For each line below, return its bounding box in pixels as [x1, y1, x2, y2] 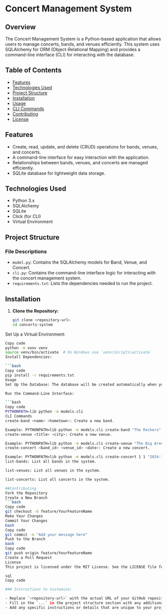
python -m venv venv [5, 345, 48, 350]
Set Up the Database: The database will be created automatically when [5, 382, 157, 387]
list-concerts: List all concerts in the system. [5, 477, 110, 482]
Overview [5, 23, 36, 31]
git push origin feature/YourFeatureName [5, 550, 92, 556]
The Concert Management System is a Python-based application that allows [5, 36, 162, 42]
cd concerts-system [12, 322, 53, 327]
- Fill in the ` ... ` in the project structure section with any [5, 601, 141, 606]
